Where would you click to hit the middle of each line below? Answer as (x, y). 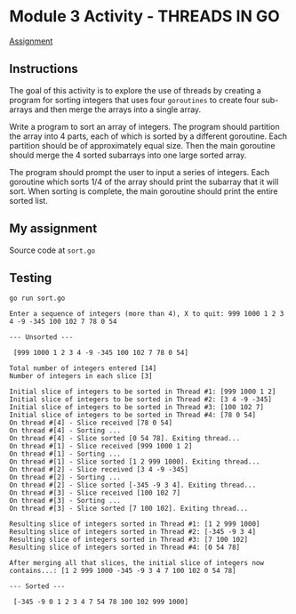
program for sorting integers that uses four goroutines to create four (134, 100)
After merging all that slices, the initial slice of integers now (137, 563)
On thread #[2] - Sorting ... (65, 478)
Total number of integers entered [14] (83, 368)
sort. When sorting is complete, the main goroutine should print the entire (144, 191)
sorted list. (29, 200)
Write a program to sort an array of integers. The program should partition (144, 126)
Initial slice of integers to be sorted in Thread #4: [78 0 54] (132, 416)
